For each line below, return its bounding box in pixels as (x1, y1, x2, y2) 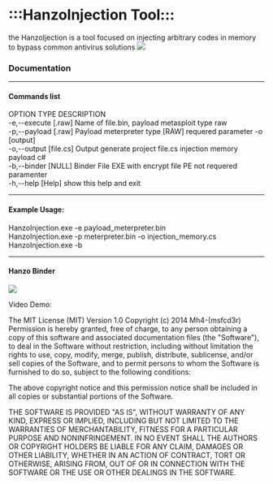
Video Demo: (8, 299, 53, 309)
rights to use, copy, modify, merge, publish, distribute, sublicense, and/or (8, 349, 253, 359)
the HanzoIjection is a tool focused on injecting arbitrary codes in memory (8, 32, 257, 42)
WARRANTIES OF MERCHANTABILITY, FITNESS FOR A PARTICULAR (8, 424, 238, 434)
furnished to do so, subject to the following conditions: (8, 367, 191, 377)
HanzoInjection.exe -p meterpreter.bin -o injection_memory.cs (8, 231, 217, 241)
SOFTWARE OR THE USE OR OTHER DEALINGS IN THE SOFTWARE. (8, 467, 236, 477)
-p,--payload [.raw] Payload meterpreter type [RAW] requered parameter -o (8, 127, 263, 136)
